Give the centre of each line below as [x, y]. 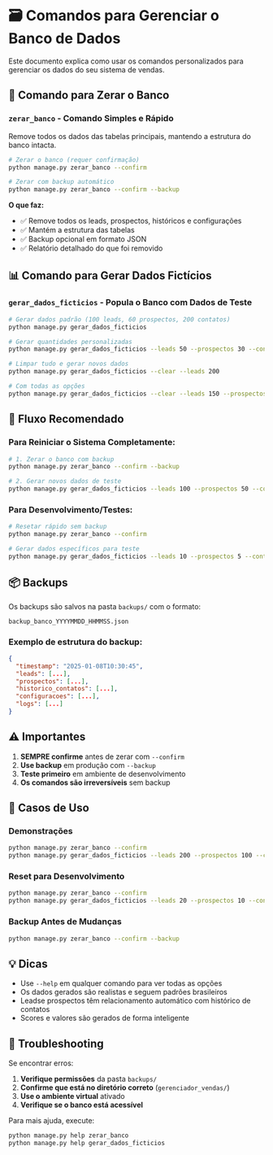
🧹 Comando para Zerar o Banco [89, 96]
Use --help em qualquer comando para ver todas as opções [121, 983]
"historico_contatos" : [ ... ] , [67, 689]
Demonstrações [41, 831]
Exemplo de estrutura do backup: [76, 642]
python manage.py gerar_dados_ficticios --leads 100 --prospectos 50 [129, 489]
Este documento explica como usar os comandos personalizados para [126, 61]
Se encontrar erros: [41, 1063]
